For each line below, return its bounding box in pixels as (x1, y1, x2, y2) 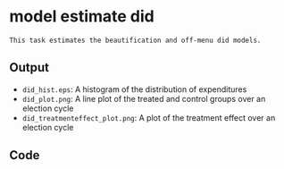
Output (9, 60, 49, 75)
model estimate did (9, 6, 155, 27)
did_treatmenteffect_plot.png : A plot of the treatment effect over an (21, 112, 276, 123)
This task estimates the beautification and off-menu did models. (9, 36, 262, 45)
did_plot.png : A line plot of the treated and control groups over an (21, 93, 266, 104)
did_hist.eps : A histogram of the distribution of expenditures (21, 83, 247, 95)
